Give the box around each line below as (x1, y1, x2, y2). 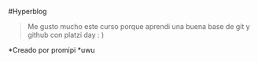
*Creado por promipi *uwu (8, 46, 96, 54)
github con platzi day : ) (27, 31, 105, 39)
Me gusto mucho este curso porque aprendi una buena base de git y (27, 22, 250, 31)
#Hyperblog (8, 7, 47, 16)
